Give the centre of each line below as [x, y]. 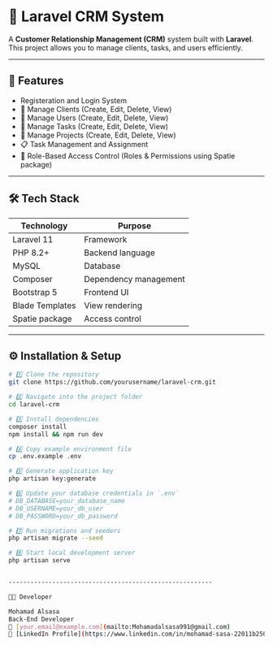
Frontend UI [106, 292]
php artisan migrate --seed [56, 538]
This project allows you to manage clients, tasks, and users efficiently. [126, 47]
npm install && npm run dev [56, 434]
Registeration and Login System [74, 100]
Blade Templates [44, 306]
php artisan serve [39, 561]
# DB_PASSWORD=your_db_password [63, 516]
